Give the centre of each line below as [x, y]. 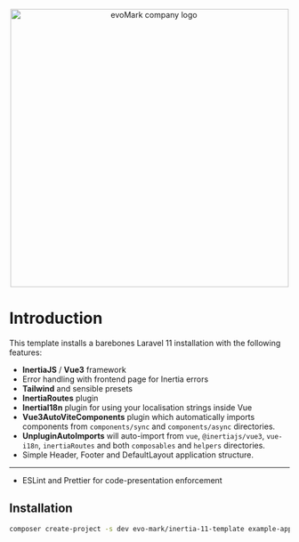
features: [26, 352]
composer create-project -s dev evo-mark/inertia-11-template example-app [151, 529]
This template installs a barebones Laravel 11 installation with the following [145, 343]
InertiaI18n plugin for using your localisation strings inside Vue [137, 407]
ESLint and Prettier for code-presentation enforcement [122, 480]
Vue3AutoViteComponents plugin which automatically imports [138, 417]
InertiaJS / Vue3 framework [74, 369]
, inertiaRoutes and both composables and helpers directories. [152, 445]
